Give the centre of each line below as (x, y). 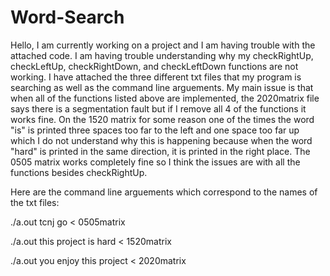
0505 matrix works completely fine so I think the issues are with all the (155, 162)
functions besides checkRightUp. (79, 172)
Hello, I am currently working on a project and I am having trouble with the (163, 45)
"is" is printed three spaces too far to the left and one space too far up (155, 130)
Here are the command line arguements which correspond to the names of (164, 192)
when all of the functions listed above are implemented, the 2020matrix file (165, 98)
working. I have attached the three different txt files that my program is (156, 77)
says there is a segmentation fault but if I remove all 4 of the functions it (158, 108)
